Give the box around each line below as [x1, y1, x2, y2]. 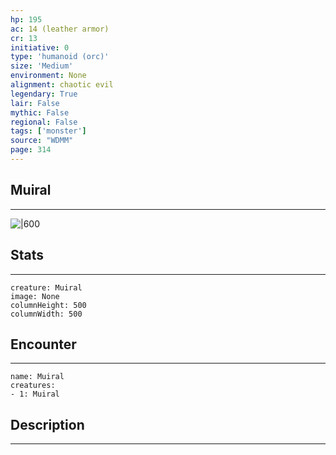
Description [10, 416, 85, 433]
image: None [10, 291, 60, 301]
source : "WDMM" [10, 136, 74, 146]
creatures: [10, 381, 56, 391]
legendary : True [10, 89, 78, 99]
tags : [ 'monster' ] [10, 126, 87, 136]
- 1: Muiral [10, 389, 60, 400]
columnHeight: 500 [10, 300, 87, 310]
